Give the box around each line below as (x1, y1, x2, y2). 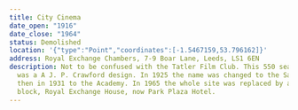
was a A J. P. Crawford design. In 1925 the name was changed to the (17, 71, 279, 80)
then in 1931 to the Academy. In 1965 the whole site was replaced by (17, 79, 284, 88)
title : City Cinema (9, 12, 82, 22)
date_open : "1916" (9, 21, 77, 30)
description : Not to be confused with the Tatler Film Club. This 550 (9, 63, 276, 72)
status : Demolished (9, 37, 82, 47)
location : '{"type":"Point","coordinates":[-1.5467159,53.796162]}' (9, 46, 268, 55)
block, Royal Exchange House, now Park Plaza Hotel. (17, 87, 216, 96)
